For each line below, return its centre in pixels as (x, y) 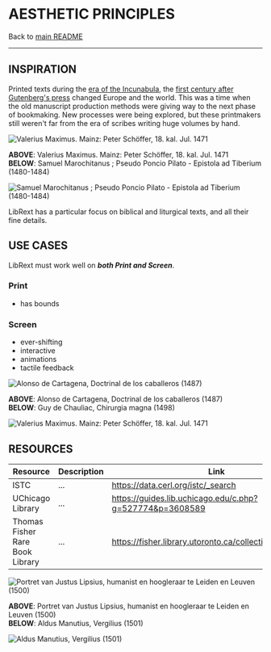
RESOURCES (41, 449)
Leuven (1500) (32, 614)
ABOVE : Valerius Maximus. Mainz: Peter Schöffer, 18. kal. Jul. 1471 (119, 154)
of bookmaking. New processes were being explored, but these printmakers (135, 115)
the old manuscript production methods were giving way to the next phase (132, 106)
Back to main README (46, 36)
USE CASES (38, 246)
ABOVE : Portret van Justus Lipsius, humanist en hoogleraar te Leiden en (129, 606)
